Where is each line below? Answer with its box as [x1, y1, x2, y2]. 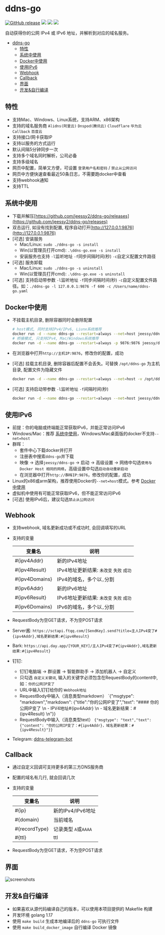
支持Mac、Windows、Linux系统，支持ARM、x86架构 [12, 117, 120, 122]
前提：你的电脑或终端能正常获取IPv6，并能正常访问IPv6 [12, 425, 125, 431]
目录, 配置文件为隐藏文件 [12, 367, 62, 373]
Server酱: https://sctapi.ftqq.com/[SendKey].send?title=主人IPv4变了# [12, 628, 157, 634]
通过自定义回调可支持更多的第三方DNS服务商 [12, 764, 104, 770]
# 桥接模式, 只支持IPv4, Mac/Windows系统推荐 [12, 336, 99, 341]
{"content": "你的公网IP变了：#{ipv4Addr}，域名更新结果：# [19, 723, 134, 728]
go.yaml [12, 289, 28, 293]
